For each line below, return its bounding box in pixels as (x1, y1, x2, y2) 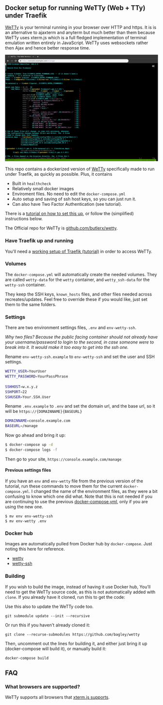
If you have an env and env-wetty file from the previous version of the (5, 478, 143, 484)
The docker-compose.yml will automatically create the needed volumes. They (5, 271, 157, 277)
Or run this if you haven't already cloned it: (5, 622, 91, 628)
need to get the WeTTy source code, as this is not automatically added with (5, 589, 156, 595)
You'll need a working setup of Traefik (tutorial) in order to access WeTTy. (5, 248, 153, 254)
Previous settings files (5, 467, 51, 473)
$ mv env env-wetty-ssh (5, 514, 53, 519)
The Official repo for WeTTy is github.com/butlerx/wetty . (5, 225, 118, 231)
